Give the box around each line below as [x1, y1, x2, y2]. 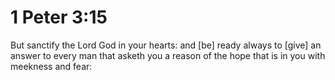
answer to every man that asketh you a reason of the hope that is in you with [10, 49, 326, 61]
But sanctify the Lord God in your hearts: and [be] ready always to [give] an [10, 39, 322, 51]
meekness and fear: [10, 60, 93, 72]
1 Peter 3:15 [10, 6, 108, 29]
